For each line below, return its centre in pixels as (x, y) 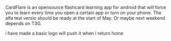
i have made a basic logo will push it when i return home (64, 33)
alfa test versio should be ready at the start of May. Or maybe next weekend (85, 18)
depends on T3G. (24, 23)
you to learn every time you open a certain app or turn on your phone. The (83, 13)
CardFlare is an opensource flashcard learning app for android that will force (86, 7)
